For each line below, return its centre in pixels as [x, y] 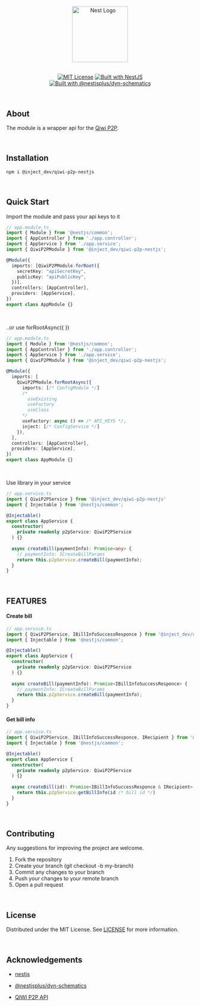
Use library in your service [39, 483]
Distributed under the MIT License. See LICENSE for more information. [93, 930]
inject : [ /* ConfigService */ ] [61, 426]
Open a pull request [39, 885]
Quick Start [28, 202]
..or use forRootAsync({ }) [38, 327]
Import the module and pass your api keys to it [63, 216]
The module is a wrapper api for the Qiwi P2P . [62, 128]
